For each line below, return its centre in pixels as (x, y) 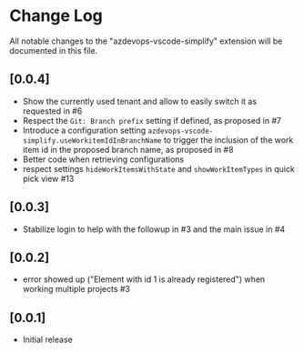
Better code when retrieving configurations (103, 159)
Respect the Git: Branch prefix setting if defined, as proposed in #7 (152, 120)
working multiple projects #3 (76, 289)
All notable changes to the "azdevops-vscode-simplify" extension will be (146, 41)
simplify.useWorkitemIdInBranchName (92, 141)
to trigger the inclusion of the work (228, 140)
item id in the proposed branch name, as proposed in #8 (128, 149)
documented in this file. (54, 50)
